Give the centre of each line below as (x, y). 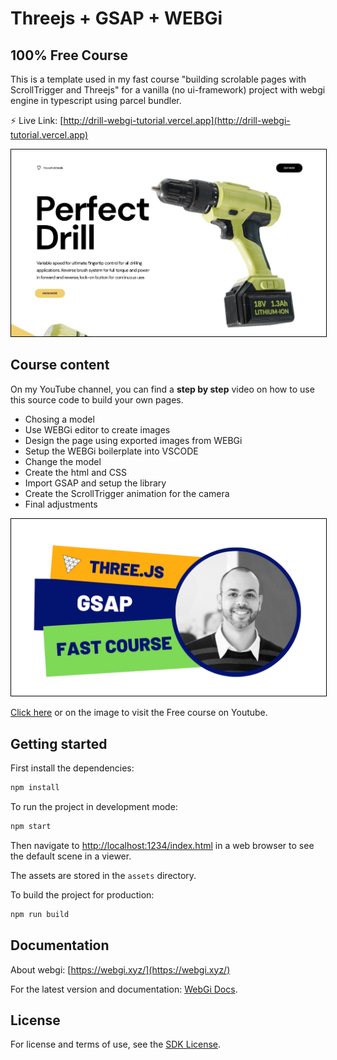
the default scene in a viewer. (71, 856)
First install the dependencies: (72, 768)
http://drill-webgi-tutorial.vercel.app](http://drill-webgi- (177, 120)
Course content (60, 365)
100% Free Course (69, 55)
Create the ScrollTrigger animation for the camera (127, 493)
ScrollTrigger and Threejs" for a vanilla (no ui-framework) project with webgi (168, 90)
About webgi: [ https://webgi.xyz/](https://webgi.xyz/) (120, 969)
